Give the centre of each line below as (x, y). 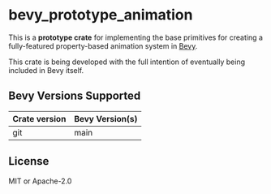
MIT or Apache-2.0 (40, 181)
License (29, 161)
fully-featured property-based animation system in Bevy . (103, 45)
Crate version (39, 119)
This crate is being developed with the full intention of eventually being (127, 62)
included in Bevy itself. (46, 70)
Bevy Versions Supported (75, 96)
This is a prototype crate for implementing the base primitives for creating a (136, 37)
